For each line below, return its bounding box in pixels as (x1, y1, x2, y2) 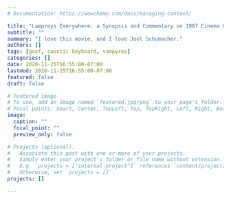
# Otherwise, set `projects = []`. (7, 169, 115, 176)
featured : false (7, 74, 54, 81)
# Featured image (7, 92, 57, 100)
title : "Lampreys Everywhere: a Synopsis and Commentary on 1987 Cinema (7, 22, 220, 30)
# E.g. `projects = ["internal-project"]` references (7, 163, 170, 169)
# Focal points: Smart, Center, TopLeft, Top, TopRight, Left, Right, (7, 105, 214, 112)
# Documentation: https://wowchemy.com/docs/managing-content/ (7, 10, 192, 17)
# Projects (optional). (7, 143, 76, 150)
